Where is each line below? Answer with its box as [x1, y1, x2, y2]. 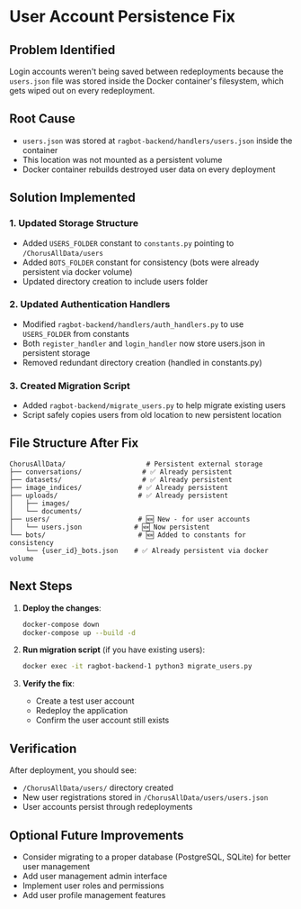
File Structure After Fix [9, 435, 139, 451]
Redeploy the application [35, 705, 128, 716]
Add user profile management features [22, 889, 166, 900]
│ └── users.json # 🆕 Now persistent [9, 523, 210, 532]
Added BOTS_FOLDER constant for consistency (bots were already [22, 257, 260, 268]
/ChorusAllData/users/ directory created [22, 782, 173, 794]
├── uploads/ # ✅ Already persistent [9, 491, 229, 500]
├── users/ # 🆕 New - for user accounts [9, 514, 251, 523]
